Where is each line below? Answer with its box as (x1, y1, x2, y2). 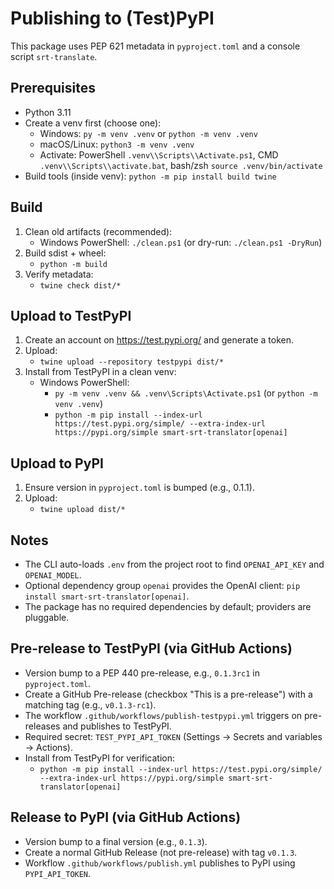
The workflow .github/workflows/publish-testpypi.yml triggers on (24, 709, 303, 721)
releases (24, 720, 61, 732)
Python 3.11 (24, 106, 72, 118)
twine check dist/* (39, 280, 122, 291)
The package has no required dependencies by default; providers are (24, 601, 312, 612)
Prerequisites (10, 80, 96, 97)
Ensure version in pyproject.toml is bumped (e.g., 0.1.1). (24, 482, 255, 494)
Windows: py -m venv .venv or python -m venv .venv (39, 127, 258, 139)
